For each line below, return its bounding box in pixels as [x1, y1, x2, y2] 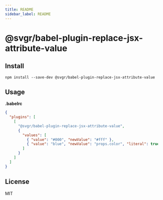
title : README [5, 7, 34, 12]
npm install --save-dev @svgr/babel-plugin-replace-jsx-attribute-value [5, 75, 155, 80]
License [5, 178, 30, 186]
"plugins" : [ [9, 115, 36, 120]
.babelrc [5, 101, 23, 107]
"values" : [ [22, 133, 47, 138]
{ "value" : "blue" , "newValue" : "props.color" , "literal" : [26, 141, 149, 147]
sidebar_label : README [5, 12, 51, 16]
